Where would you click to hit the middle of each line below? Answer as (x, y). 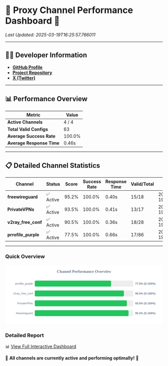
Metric (33, 115)
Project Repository (32, 73)
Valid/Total (142, 184)
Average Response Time (33, 143)
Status (53, 184)
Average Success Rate (31, 136)
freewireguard (22, 197)
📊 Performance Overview (46, 99)
